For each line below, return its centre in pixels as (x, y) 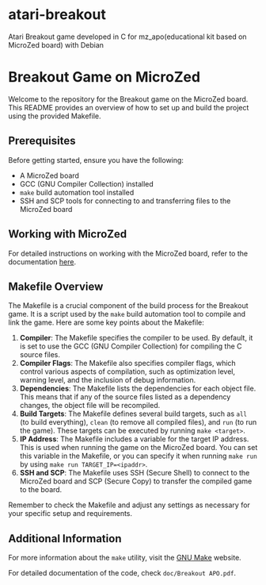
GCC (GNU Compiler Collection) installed (87, 183)
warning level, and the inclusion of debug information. (108, 380)
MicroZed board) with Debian (56, 44)
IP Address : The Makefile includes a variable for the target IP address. (134, 439)
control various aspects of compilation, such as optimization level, (127, 371)
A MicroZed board (49, 175)
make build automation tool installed (77, 192)
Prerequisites (42, 141)
